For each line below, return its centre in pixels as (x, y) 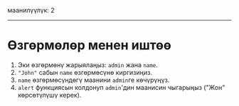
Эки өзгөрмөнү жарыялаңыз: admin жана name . (88, 65)
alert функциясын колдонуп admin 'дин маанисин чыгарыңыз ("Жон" (121, 87)
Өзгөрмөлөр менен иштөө (90, 46)
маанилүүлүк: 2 (31, 10)
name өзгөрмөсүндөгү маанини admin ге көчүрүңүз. (94, 80)
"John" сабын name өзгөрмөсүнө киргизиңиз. (85, 72)
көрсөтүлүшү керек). (49, 95)
